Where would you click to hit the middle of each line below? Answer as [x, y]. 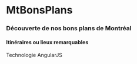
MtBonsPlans [39, 10]
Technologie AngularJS [34, 55]
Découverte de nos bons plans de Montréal [69, 29]
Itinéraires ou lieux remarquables [47, 42]
